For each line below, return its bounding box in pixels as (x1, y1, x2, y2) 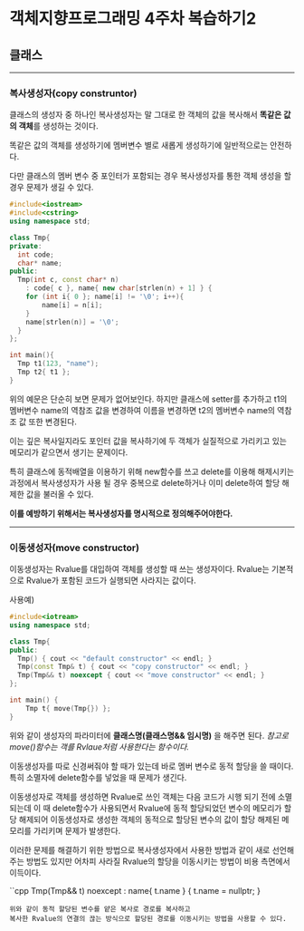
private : (9, 241, 43, 250)
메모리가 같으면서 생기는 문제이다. (9, 446, 128, 458)
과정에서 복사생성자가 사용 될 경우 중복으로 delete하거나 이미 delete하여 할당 (9, 477, 280, 488)
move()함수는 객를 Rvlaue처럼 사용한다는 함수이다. (9, 741, 190, 752)
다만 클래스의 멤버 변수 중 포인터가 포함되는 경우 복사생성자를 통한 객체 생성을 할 (9, 170, 292, 181)
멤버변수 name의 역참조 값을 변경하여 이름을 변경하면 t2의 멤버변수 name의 (9, 404, 276, 415)
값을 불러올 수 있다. (25, 489, 94, 499)
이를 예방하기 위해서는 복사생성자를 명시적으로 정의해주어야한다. (9, 508, 233, 519)
